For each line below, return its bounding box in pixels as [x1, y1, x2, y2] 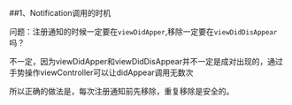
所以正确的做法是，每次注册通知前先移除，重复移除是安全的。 [9, 86, 234, 96]
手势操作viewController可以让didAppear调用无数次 [9, 67, 194, 78]
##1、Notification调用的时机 [9, 8, 111, 18]
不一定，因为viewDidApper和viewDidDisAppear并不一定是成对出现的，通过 [9, 56, 283, 66]
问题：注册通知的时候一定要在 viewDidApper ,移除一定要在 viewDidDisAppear [9, 26, 278, 37]
